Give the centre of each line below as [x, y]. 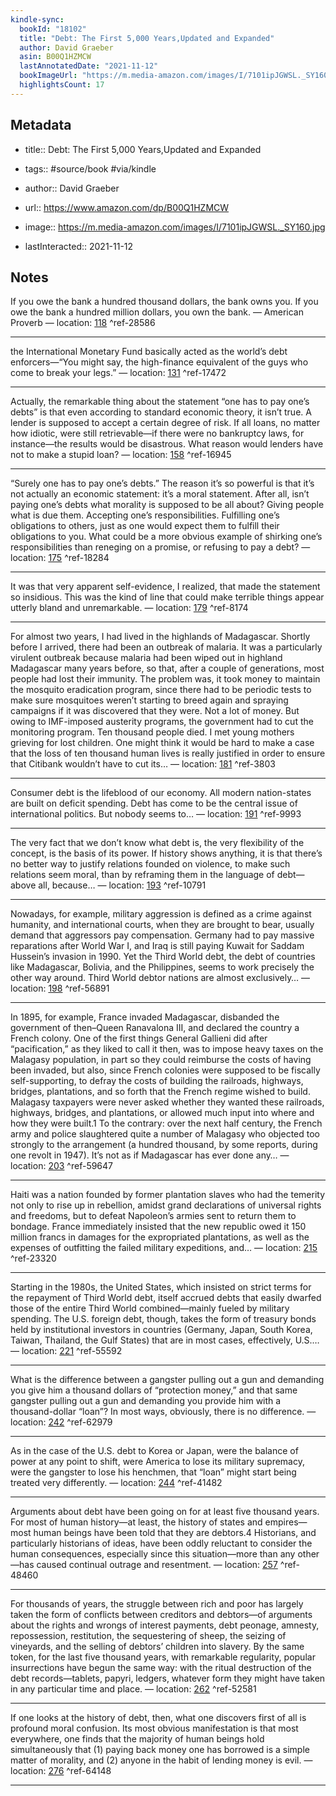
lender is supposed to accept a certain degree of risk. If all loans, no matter [165, 423]
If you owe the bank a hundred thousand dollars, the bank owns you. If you [164, 302]
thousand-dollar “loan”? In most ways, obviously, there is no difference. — [163, 1412]
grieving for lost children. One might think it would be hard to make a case [162, 743]
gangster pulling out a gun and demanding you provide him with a [146, 1401]
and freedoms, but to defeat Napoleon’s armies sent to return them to [153, 1216]
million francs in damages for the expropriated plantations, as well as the [160, 1237]
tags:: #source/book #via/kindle [90, 168]
